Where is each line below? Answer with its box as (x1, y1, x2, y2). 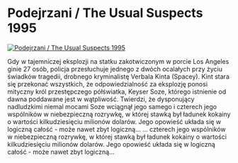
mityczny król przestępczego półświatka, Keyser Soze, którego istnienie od (7, 87, 227, 96)
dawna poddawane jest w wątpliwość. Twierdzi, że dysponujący (7, 94, 195, 103)
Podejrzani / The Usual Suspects (7, 5, 203, 21)
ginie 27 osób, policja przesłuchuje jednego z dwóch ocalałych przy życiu (7, 64, 223, 73)
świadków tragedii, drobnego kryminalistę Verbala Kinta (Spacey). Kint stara (7, 72, 230, 81)
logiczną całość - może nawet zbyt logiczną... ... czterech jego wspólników (7, 125, 226, 133)
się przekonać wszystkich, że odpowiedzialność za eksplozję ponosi (7, 79, 208, 88)
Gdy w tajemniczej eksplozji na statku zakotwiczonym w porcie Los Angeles (7, 57, 229, 65)
